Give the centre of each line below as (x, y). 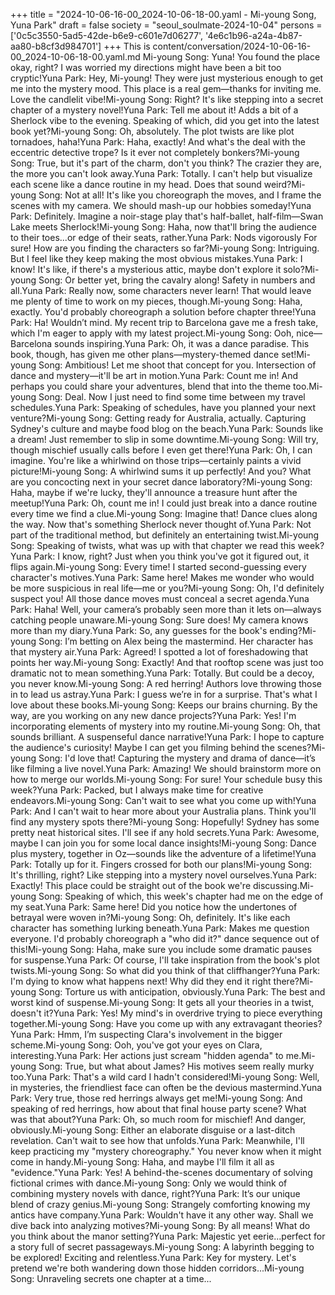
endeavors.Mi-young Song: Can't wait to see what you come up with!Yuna (163, 800)
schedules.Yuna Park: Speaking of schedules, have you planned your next (163, 407)
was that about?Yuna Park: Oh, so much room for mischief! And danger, (158, 1119)
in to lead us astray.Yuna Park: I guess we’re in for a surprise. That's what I (164, 694)
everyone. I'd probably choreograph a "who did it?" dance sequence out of (165, 938)
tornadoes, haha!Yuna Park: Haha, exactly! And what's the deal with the (158, 142)
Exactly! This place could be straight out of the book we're (131, 885)
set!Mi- (296, 354)
